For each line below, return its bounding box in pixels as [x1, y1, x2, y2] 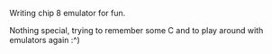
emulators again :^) [9, 35, 81, 45]
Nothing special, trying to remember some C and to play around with [9, 25, 264, 35]
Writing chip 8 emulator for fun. [9, 8, 126, 18]
